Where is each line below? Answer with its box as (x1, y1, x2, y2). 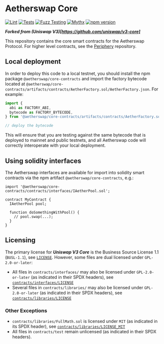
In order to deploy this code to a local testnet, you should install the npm (5, 70, 150, 76)
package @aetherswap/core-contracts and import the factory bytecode (5, 75, 147, 81)
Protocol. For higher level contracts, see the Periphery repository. (5, 43, 137, 49)
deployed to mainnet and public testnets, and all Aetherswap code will (5, 138, 146, 143)
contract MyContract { (5, 197, 51, 202)
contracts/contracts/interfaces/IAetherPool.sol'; (5, 188, 110, 193)
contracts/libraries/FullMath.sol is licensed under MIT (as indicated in (12, 319, 158, 324)
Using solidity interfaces (5, 157, 82, 165)
